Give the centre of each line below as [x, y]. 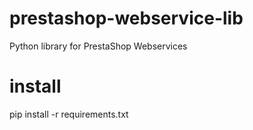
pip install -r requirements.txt [69, 114]
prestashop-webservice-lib [126, 18]
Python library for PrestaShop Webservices [98, 46]
